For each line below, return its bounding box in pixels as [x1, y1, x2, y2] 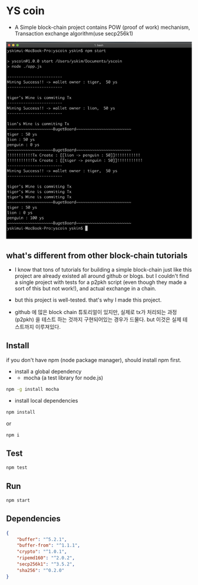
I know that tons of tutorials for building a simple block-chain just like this [14, 266, 192, 273]
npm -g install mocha [6, 386, 60, 392]
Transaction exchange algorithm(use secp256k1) [14, 30, 134, 37]
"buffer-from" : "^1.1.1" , [16, 542, 81, 548]
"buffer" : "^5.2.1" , [16, 536, 67, 542]
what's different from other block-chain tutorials [6, 250, 188, 260]
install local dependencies [14, 397, 78, 404]
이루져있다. [35, 323, 61, 330]
